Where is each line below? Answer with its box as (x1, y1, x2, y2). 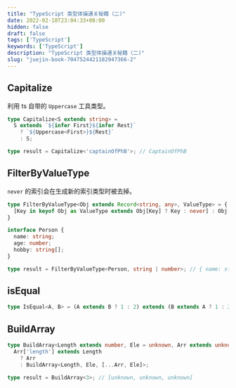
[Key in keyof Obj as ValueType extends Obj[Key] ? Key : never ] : (13, 207, 216, 214)
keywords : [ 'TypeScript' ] (7, 43, 83, 50)
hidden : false (7, 23, 49, 30)
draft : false (7, 30, 46, 37)
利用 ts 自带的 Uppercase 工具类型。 (7, 101, 110, 110)
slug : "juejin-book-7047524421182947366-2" (7, 56, 137, 63)
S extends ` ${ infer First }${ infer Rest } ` (13, 122, 137, 129)
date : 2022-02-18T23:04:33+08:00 (7, 17, 105, 24)
